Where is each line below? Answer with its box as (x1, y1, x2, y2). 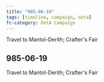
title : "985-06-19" (6, 8, 55, 15)
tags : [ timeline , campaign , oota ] (6, 14, 92, 20)
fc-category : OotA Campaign (6, 20, 76, 26)
